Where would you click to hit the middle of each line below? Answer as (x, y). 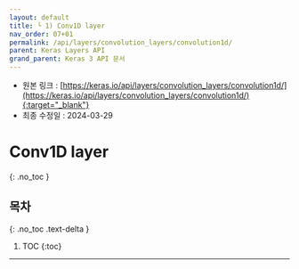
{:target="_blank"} (56, 105)
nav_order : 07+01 (41, 34)
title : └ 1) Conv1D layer (57, 26)
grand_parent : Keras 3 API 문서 (68, 59)
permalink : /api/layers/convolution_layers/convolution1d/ (121, 42)
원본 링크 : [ (43, 85)
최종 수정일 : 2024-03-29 (67, 115)
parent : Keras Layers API (57, 51)
